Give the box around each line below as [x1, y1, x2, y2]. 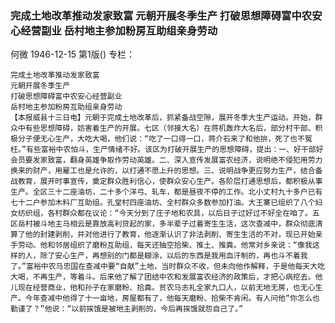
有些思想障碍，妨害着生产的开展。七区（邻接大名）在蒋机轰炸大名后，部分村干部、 [24, 123, 316, 134]
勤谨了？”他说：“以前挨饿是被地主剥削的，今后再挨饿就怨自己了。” [10, 304, 244, 314]
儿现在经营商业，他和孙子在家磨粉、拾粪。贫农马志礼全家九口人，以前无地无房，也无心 [10, 283, 316, 293]
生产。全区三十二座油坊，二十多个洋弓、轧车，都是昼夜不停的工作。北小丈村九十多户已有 [10, 187, 323, 197]
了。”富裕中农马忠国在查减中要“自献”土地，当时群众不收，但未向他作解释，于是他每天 [10, 262, 311, 272]
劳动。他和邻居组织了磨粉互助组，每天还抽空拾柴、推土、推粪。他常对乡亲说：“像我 [17, 240, 313, 251]
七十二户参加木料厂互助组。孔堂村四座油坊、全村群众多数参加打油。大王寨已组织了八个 [10, 198, 316, 208]
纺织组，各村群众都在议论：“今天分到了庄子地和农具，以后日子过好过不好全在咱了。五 [17, 208, 320, 219]
